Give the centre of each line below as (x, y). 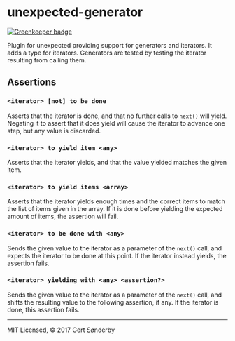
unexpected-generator (75, 12)
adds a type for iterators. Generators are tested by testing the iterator (107, 53)
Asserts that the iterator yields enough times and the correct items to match (116, 201)
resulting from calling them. (47, 60)
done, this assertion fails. (43, 309)
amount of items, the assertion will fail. (63, 216)
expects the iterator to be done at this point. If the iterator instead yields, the (117, 255)
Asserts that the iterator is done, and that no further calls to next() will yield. (117, 116)
